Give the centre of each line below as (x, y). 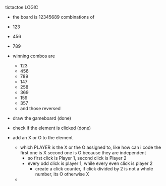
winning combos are (34, 56)
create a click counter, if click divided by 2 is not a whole (94, 169)
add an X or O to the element (43, 137)
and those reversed (40, 108)
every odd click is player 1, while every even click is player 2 (90, 163)
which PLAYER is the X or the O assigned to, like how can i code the (91, 147)
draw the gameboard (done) (42, 118)
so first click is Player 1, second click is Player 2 (77, 158)
